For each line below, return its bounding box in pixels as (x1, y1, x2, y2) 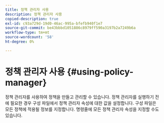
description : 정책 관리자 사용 (5, 12, 62, 17)
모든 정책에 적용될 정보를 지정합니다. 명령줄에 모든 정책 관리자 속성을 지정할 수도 (5, 106, 160, 112)
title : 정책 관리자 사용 (5, 7, 49, 12)
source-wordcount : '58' (5, 35, 54, 40)
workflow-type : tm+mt (5, 30, 50, 35)
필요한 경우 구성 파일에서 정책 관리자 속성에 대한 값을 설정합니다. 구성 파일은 (10, 100, 157, 106)
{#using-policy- (67, 66, 134, 77)
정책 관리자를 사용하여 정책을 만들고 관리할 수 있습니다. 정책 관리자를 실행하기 (5, 94, 154, 100)
